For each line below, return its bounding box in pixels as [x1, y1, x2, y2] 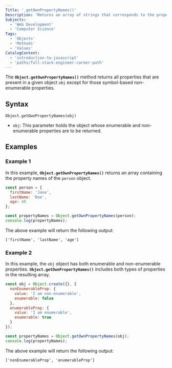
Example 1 [5, 158, 31, 165]
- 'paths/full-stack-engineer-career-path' [10, 60, 104, 65]
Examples [5, 142, 37, 151]
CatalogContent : [5, 50, 40, 55]
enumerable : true [14, 315, 52, 320]
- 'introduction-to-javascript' [10, 55, 79, 60]
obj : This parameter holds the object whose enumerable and [12, 122, 141, 129]
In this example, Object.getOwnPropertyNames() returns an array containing [5, 170, 163, 176]
